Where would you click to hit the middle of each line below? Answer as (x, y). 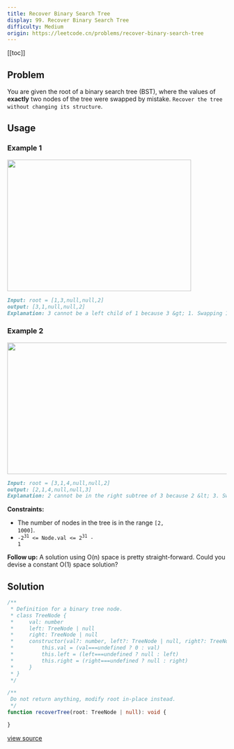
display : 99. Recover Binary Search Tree (68, 20)
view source (25, 738)
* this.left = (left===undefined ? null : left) (94, 655)
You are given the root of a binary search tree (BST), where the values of (111, 92)
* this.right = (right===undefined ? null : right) (99, 661)
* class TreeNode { (39, 615)
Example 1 (25, 148)
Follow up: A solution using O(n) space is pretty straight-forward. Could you (116, 557)
